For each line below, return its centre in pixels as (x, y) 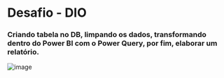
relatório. (23, 52)
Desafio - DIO (47, 13)
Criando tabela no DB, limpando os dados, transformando (107, 35)
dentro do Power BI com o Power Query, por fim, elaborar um (112, 43)
